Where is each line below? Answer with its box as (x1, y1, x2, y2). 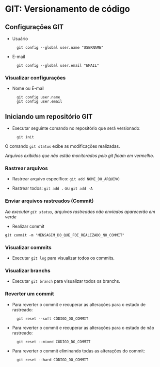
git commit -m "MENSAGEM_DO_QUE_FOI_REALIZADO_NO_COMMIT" (5, 232, 125, 237)
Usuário (12, 36, 28, 41)
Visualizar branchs (5, 267, 51, 274)
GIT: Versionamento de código (5, 3, 130, 15)
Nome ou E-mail (12, 85, 45, 91)
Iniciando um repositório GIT (5, 112, 93, 120)
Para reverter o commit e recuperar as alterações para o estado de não (12, 325, 154, 330)
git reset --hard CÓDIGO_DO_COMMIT (16, 357, 89, 362)
